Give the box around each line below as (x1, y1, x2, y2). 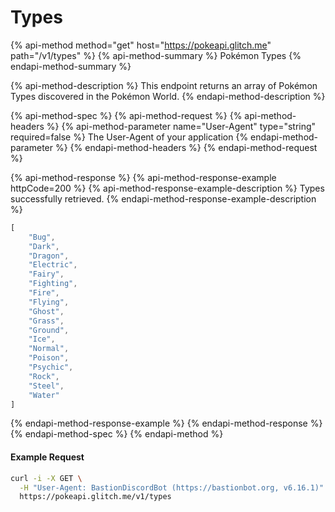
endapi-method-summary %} (10, 60, 132, 72)
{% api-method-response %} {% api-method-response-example (10, 171, 277, 183)
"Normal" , (28, 344, 70, 354)
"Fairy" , (28, 269, 65, 280)
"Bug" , (28, 232, 56, 242)
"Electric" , (28, 260, 78, 270)
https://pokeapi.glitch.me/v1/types (19, 492, 172, 502)
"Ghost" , (28, 306, 65, 316)
